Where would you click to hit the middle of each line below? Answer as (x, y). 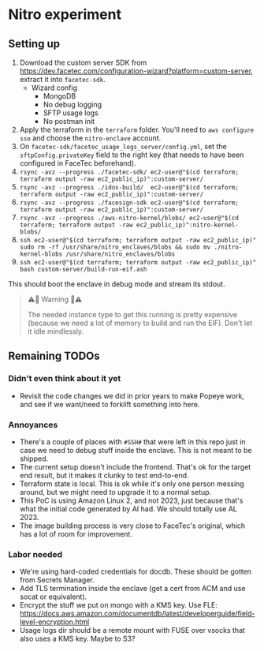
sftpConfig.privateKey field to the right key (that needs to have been (132, 155)
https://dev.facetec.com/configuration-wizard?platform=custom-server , (136, 71)
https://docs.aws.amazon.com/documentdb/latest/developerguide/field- (137, 614)
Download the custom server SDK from (83, 62)
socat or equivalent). (53, 597)
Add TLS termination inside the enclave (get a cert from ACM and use (132, 589)
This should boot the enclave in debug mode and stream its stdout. (117, 284)
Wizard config (54, 88)
